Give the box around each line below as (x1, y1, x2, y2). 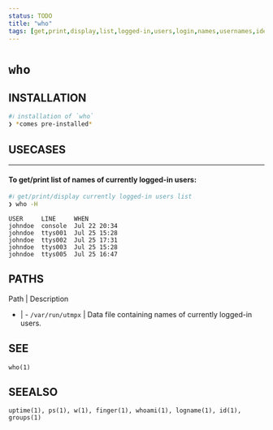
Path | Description (8, 294, 69, 303)
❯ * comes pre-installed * (8, 120, 93, 128)
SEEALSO (8, 385, 58, 398)
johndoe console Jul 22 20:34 (8, 221, 118, 230)
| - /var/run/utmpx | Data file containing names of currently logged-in (19, 309, 253, 319)
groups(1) (8, 414, 42, 422)
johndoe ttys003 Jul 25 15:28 (8, 243, 118, 252)
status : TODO (8, 11, 53, 20)
